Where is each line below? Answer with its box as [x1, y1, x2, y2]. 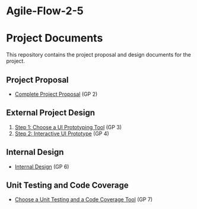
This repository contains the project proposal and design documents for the [6, 51, 191, 58]
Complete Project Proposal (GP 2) [14, 91, 98, 98]
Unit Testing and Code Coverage [6, 180, 129, 190]
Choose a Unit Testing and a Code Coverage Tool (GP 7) [14, 196, 153, 203]
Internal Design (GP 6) [14, 163, 69, 170]
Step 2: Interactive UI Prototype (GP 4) [14, 130, 110, 137]
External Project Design [6, 108, 96, 118]
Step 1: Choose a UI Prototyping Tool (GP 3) [14, 123, 122, 130]
